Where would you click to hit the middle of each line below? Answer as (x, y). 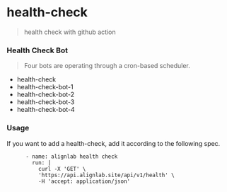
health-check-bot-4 (46, 110)
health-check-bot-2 (46, 95)
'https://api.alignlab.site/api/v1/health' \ (106, 175)
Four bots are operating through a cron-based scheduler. (107, 66)
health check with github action (70, 32)
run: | (42, 163)
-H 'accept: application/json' (84, 181)
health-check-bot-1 (45, 87)
